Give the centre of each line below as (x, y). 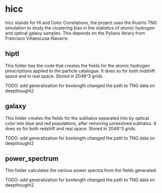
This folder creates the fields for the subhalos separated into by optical (77, 118)
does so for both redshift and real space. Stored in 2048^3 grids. (71, 128)
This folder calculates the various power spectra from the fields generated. (81, 170)
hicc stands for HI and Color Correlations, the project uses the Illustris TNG (81, 23)
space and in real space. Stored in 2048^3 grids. (54, 76)
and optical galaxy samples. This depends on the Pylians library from (75, 33)
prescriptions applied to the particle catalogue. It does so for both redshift (80, 71)
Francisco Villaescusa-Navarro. (37, 38)
